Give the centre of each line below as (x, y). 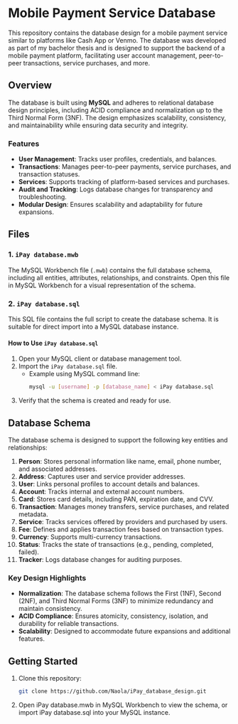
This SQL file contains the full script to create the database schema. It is (113, 319)
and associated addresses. (58, 469)
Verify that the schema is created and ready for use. (94, 400)
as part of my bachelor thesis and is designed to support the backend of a (117, 48)
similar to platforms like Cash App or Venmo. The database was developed (117, 40)
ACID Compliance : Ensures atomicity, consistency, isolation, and (113, 616)
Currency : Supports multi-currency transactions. (90, 537)
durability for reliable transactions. (69, 624)
